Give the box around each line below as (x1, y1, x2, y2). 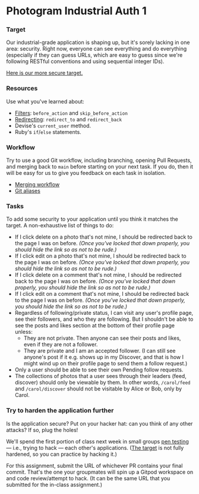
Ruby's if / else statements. (14, 128, 81, 135)
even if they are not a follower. (23, 341, 98, 348)
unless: (14, 329, 33, 336)
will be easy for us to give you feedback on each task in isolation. (6, 170, 166, 177)
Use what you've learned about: (6, 98, 84, 105)
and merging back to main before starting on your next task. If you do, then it (6, 163, 194, 170)
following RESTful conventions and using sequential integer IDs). (6, 58, 165, 65)
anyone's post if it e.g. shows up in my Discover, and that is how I (23, 354, 184, 361)
